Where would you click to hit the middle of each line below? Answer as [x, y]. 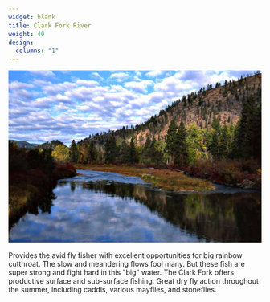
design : [21, 43]
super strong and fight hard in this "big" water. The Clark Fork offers [121, 272]
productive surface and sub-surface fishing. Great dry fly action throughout [134, 280]
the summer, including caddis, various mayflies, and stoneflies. [112, 289]
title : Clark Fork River [50, 25]
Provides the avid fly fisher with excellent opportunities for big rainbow [125, 255]
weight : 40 [27, 34]
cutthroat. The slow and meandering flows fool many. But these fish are [127, 263]
